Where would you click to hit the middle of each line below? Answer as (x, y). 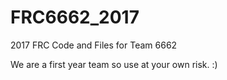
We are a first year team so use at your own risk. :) (114, 64)
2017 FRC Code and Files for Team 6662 (94, 45)
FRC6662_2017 (75, 17)
